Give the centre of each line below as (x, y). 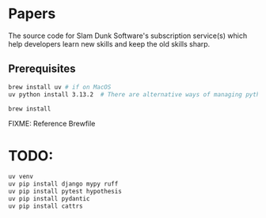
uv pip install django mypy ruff (63, 184)
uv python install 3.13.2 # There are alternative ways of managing (125, 94)
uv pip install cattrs (46, 206)
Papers (32, 14)
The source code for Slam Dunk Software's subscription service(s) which (128, 36)
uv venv (21, 177)
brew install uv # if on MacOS (60, 87)
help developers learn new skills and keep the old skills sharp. (109, 43)
